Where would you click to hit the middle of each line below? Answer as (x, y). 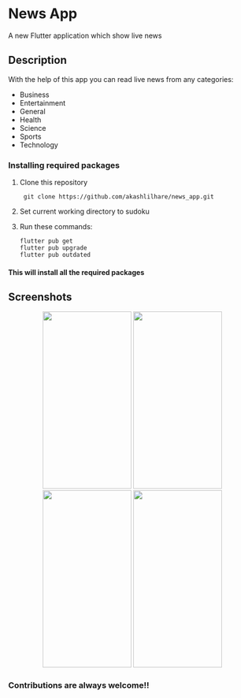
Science (33, 128)
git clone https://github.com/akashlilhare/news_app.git (119, 197)
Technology (39, 145)
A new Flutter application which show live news (85, 35)
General (32, 111)
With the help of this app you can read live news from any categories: (121, 79)
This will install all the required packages (76, 272)
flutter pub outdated (55, 255)
